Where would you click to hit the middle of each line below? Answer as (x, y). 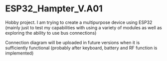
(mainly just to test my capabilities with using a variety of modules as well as (83, 27)
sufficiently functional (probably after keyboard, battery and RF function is (81, 48)
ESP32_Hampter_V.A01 (54, 9)
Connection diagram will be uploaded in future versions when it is (73, 42)
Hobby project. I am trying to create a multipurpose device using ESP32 (79, 22)
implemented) (19, 53)
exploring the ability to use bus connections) (51, 33)
